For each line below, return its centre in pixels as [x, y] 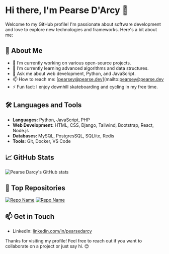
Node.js [21, 130]
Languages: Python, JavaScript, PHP [51, 120]
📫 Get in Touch [30, 217]
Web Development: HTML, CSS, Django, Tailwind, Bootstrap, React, [83, 125]
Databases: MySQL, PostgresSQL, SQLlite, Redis [63, 136]
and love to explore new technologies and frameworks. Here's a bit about [81, 29]
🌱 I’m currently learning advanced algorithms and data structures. [80, 68]
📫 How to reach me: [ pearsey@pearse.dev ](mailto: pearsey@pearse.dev [88, 79]
